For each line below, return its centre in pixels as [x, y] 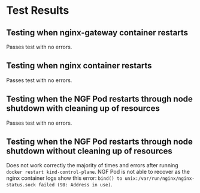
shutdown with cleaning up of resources [83, 108]
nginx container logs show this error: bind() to [64, 178]
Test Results [38, 10]
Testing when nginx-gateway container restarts [97, 33]
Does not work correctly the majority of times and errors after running [92, 165]
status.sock [21, 185]
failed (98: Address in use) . [75, 185]
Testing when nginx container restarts [79, 66]
